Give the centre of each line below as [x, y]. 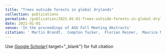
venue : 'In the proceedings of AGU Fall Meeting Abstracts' [68, 28]
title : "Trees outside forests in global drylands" [59, 10]
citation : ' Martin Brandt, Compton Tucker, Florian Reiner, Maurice [82, 32]
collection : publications [32, 14]
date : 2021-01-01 [23, 23]
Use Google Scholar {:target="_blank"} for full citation [59, 46]
